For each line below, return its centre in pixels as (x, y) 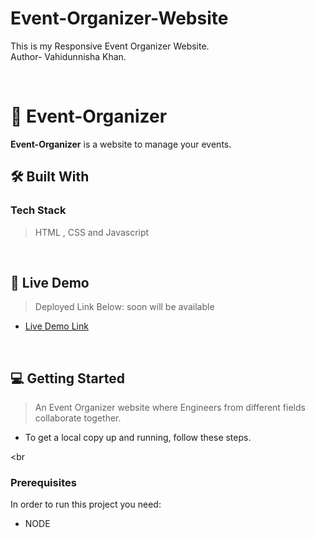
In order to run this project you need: (86, 504)
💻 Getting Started (67, 378)
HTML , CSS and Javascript (92, 232)
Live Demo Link (56, 326)
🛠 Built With (50, 177)
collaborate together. (78, 418)
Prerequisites (43, 483)
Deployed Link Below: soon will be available (124, 307)
